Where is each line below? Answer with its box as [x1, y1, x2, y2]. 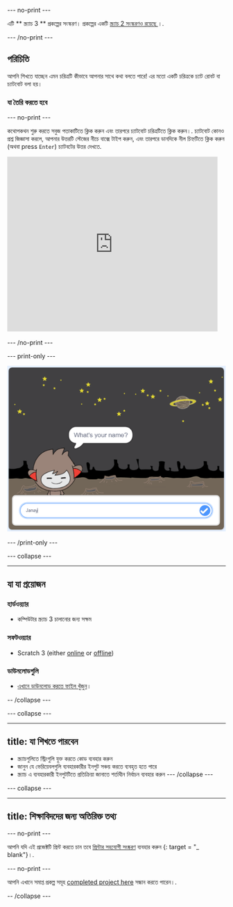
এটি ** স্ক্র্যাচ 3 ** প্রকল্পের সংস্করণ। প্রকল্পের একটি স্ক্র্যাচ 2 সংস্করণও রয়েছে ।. [7, 19, 164, 27]
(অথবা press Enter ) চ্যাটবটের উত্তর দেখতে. [7, 143, 102, 151]
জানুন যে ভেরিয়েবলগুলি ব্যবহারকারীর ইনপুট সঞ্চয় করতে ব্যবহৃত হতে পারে [17, 762, 157, 771]
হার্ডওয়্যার [7, 600, 29, 609]
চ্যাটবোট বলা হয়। [7, 79, 43, 88]
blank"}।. [7, 850, 35, 858]
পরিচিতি [7, 54, 30, 65]
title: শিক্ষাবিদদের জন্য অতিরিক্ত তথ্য [7, 810, 116, 823]
